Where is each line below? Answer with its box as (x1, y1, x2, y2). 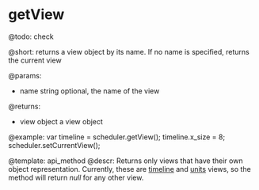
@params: (8, 70, 42, 80)
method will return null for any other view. (8, 173, 144, 182)
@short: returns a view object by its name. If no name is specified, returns (8, 47, 249, 56)
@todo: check (8, 32, 54, 41)
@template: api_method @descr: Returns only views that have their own (8, 156, 243, 165)
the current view (8, 55, 62, 65)
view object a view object (19, 116, 103, 126)
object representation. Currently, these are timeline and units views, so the (8, 164, 251, 173)
